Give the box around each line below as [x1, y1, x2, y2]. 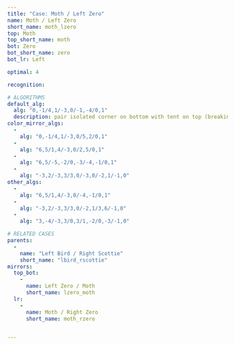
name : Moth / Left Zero [7, 17, 77, 24]
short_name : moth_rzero [25, 315, 96, 323]
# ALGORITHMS [7, 94, 45, 101]
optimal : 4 [7, 68, 39, 76]
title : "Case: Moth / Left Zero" [7, 10, 105, 18]
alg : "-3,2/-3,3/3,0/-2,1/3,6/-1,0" [20, 205, 127, 212]
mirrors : [7, 263, 33, 270]
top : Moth [7, 29, 36, 37]
